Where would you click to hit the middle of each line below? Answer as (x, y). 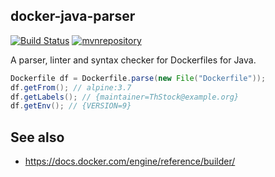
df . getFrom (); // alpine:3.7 (71, 87)
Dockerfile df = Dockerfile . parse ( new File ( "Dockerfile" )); (138, 78)
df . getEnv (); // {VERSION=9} (71, 106)
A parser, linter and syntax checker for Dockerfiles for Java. (133, 60)
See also (37, 137)
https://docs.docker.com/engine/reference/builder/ (130, 161)
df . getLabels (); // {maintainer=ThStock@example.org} (125, 97)
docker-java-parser (73, 16)
